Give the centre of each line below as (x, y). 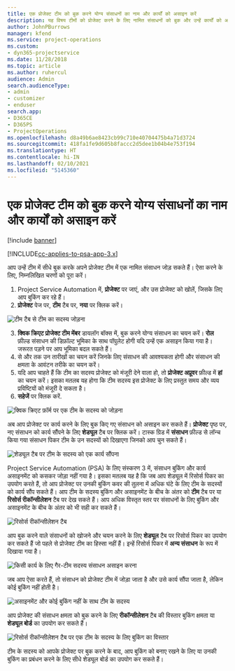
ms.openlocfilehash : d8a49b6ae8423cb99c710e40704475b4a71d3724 (101, 137)
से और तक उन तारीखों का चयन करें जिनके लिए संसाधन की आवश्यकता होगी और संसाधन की (119, 357)
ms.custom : (23, 46)
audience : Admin (31, 79)
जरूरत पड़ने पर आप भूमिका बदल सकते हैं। (65, 348)
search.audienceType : (39, 86)
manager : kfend (29, 33)
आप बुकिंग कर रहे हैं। (41, 297)
